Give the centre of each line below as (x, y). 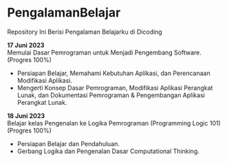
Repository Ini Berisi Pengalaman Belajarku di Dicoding (85, 32)
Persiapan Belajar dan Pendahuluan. (68, 143)
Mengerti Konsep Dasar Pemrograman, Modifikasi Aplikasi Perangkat (115, 88)
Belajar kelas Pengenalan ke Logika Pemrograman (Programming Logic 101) (114, 123)
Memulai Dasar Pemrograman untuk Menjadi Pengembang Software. (104, 52)
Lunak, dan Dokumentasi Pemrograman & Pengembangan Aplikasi (111, 95)
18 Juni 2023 (26, 116)
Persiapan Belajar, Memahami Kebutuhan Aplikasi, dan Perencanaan (114, 73)
